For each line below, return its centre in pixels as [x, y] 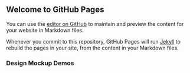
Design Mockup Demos [40, 63]
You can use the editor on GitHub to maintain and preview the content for [95, 24]
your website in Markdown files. [45, 30]
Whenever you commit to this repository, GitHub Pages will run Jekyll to [94, 41]
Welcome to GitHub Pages [55, 10]
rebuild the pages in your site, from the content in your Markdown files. [92, 48]
